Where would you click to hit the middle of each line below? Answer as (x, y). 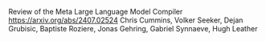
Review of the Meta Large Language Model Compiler (96, 12)
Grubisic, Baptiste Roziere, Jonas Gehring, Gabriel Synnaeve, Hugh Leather (133, 29)
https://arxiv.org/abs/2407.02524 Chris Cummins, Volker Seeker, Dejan (126, 20)
